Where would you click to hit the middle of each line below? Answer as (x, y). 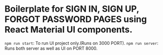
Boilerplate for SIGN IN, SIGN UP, (72, 9)
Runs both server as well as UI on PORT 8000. (51, 48)
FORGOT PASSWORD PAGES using (76, 19)
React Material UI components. (69, 30)
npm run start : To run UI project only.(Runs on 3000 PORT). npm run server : (81, 43)
